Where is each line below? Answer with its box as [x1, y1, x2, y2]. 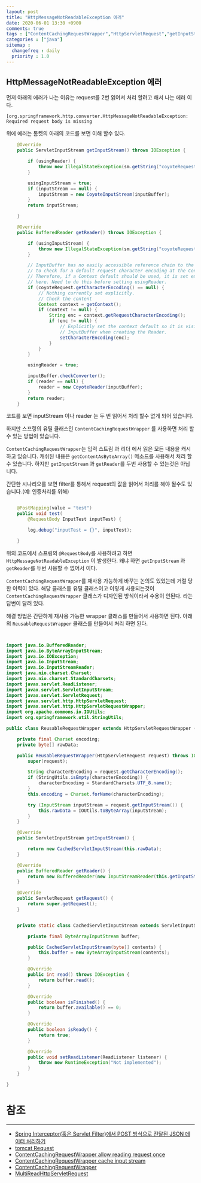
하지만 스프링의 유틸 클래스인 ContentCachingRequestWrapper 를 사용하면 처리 [6, 425, 188, 432]
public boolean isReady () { [28, 1027, 98, 1033]
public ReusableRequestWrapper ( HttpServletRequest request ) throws [17, 753, 188, 759]
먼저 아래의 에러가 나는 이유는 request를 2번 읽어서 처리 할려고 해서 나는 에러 [6, 94, 186, 101]
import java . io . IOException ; [6, 653, 79, 659]
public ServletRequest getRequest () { [17, 896, 114, 902]
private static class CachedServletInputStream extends [17, 923, 160, 929]
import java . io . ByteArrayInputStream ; [6, 648, 103, 654]
